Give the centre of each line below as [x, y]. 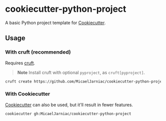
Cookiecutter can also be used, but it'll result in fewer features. [69, 105]
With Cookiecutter [28, 94]
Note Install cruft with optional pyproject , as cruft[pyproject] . [81, 72]
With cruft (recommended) [38, 52]
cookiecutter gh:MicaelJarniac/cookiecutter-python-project [68, 114]
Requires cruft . [20, 63]
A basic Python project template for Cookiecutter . [56, 23]
